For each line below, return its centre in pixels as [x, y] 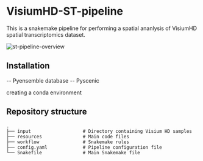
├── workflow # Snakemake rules [68, 142]
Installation [28, 66]
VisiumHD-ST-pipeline [65, 11]
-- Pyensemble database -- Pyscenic [53, 80]
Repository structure [47, 112]
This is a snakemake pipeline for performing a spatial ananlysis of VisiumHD [101, 28]
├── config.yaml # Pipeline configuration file [84, 147]
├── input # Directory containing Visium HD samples [99, 131]
